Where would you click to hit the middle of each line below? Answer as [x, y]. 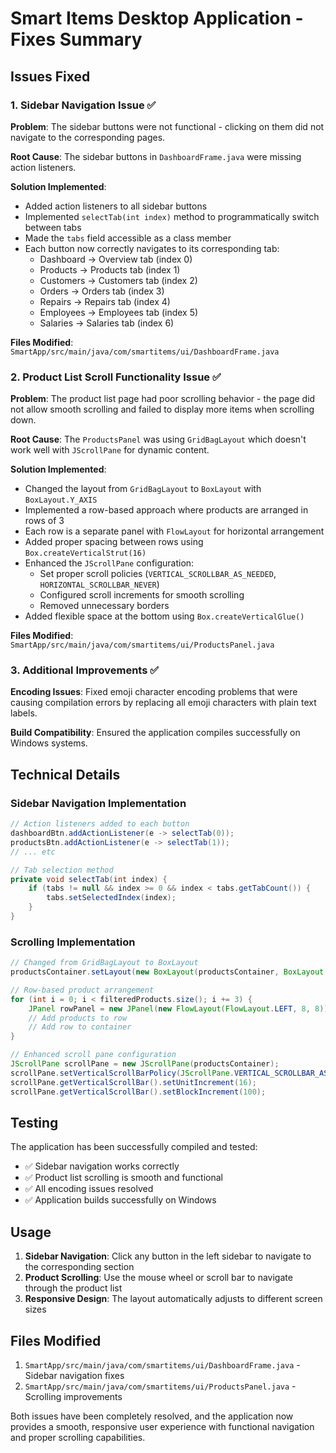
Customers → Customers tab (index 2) [118, 280]
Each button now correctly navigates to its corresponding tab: [152, 248]
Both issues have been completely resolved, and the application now [152, 1416]
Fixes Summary [76, 39]
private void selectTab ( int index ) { [89, 879]
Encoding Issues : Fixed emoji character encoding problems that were [154, 692]
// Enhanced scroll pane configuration [93, 1055]
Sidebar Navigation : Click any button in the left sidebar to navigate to [168, 1256]
